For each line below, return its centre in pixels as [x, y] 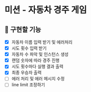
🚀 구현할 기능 [23, 29]
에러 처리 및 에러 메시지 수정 [38, 79]
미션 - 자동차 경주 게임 [46, 10]
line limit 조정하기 [28, 85]
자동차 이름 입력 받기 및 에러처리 [42, 42]
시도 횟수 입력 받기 [29, 48]
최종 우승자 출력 [26, 73]
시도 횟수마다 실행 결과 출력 [38, 67]
